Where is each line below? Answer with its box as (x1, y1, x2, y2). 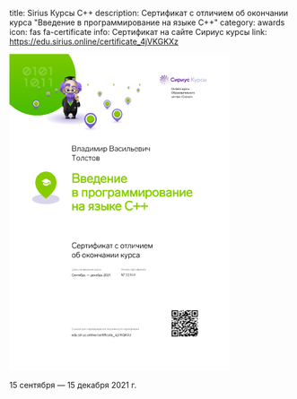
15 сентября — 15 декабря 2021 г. (9, 380, 137, 390)
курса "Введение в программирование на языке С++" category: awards (9, 17, 285, 28)
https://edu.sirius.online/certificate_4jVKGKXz (9, 36, 179, 47)
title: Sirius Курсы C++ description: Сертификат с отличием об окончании (9, 8, 289, 18)
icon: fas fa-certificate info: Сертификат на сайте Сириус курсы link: (9, 27, 267, 37)
